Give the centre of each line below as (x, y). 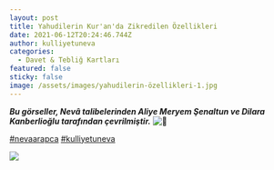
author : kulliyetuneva (52, 43)
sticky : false (36, 77)
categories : (32, 52)
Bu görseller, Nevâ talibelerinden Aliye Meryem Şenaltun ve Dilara (137, 111)
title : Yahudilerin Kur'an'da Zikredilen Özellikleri (114, 26)
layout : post (34, 18)
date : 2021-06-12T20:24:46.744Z (71, 35)
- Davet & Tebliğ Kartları (69, 60)
